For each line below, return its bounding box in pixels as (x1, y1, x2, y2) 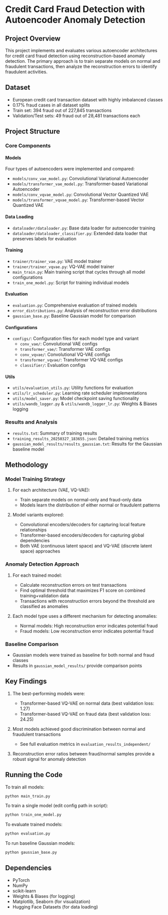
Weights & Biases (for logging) (12, 893, 76, 899)
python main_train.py (5, 794, 51, 799)
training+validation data (20, 592, 69, 598)
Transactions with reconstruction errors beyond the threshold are (20, 598, 155, 604)
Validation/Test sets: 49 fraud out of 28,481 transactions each (12, 112, 140, 118)
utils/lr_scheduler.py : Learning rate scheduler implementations (12, 390, 147, 396)
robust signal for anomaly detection (12, 756, 86, 762)
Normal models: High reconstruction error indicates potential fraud (20, 622, 158, 628)
